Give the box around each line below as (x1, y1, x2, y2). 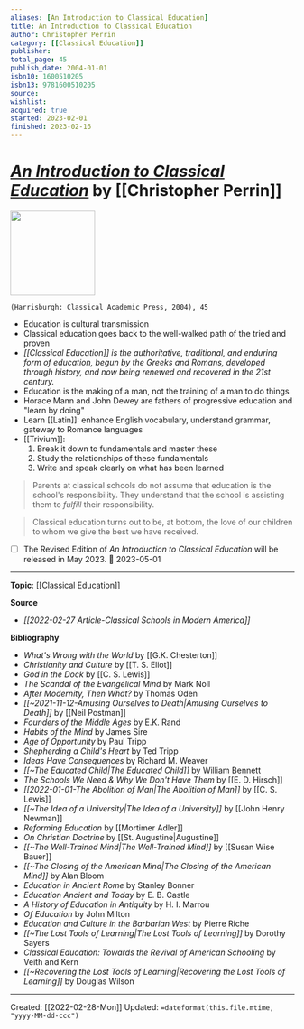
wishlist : (10, 97, 48, 107)
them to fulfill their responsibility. (32, 498, 155, 510)
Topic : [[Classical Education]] (10, 579, 121, 590)
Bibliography (10, 633, 60, 643)
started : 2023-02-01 (10, 114, 88, 123)
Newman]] (23, 813, 63, 823)
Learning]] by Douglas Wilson (23, 976, 134, 987)
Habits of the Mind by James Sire (23, 727, 148, 737)
